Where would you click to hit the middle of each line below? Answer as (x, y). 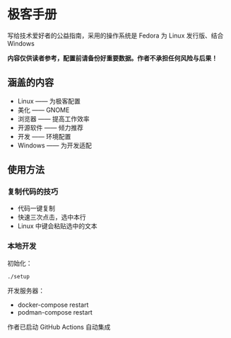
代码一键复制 (36, 208)
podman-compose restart (55, 312)
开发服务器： (26, 291)
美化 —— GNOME (43, 110)
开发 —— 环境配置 (44, 136)
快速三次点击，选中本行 (52, 218)
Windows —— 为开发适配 (54, 145)
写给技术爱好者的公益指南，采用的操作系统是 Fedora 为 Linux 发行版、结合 (115, 35)
